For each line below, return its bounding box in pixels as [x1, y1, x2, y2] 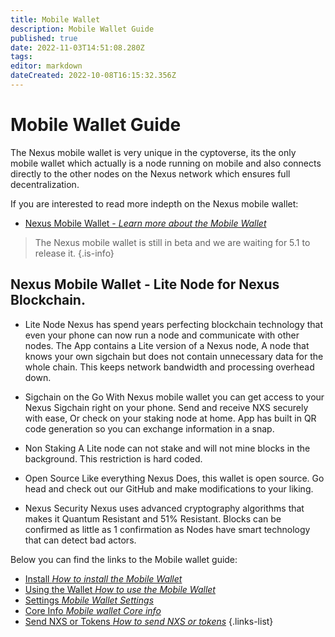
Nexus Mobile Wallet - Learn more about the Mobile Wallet [24, 217, 267, 229]
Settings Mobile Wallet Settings [24, 594, 155, 606]
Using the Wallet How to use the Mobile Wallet [24, 583, 216, 595]
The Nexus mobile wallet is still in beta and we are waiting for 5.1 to [34, 236, 311, 248]
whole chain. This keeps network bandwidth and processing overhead [24, 361, 315, 373]
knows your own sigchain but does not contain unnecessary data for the [24, 350, 324, 362]
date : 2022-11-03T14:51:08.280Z [10, 42, 145, 53]
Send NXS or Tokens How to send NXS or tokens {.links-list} [24, 615, 274, 627]
